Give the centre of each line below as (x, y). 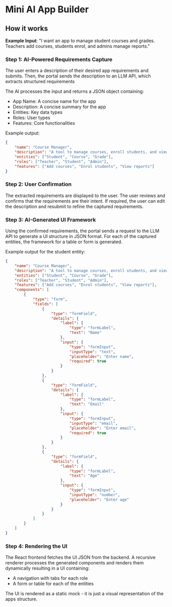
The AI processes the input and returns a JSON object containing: (75, 91)
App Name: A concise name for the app (54, 102)
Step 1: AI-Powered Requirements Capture (59, 59)
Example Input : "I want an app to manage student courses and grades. (80, 41)
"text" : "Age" (84, 476)
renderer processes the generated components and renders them (75, 563)
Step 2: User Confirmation (38, 184)
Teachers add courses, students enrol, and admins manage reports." (78, 46)
